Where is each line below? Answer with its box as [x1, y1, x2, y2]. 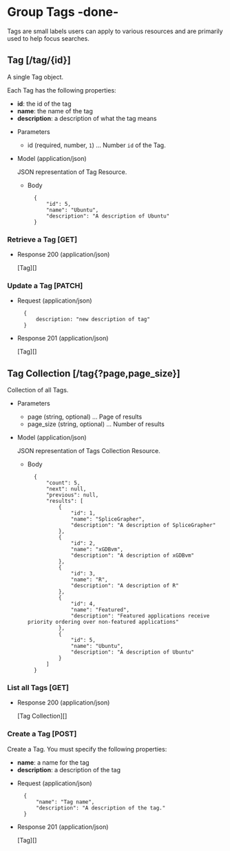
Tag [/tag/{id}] [7, 55, 71, 66]
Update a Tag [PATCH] [7, 280, 83, 290]
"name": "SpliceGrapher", [70, 516, 145, 523]
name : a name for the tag [17, 758, 90, 767]
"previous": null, [45, 492, 99, 499]
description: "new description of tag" [35, 316, 150, 323]
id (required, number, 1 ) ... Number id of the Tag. [27, 141, 167, 149]
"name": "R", [70, 576, 108, 584]
